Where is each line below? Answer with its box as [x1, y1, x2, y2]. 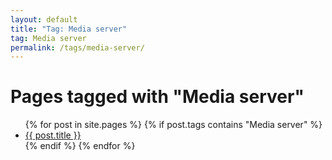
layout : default [10, 14, 78, 25]
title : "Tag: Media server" [10, 24, 128, 34]
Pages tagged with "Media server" [10, 86, 305, 108]
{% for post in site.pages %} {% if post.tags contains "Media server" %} [24, 119, 323, 131]
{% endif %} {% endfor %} [24, 140, 136, 152]
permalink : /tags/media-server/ [10, 42, 145, 53]
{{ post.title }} [24, 129, 82, 141]
